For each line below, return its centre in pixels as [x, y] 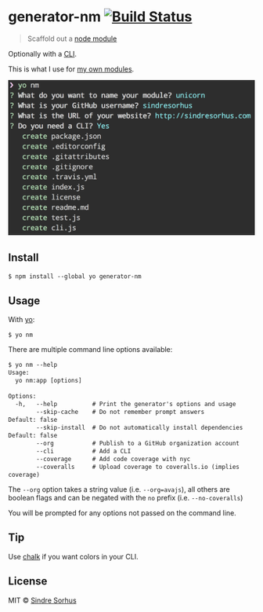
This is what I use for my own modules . [71, 69]
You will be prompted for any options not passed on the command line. [122, 513]
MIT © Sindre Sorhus [42, 600]
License [28, 581]
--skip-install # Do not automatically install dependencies [140, 428]
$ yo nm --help [33, 365]
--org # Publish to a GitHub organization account [138, 444]
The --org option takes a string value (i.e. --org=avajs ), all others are [119, 489]
